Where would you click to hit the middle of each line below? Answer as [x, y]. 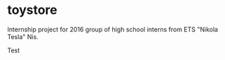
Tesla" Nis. [23, 36]
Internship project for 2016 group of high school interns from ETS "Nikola [113, 29]
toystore [32, 10]
